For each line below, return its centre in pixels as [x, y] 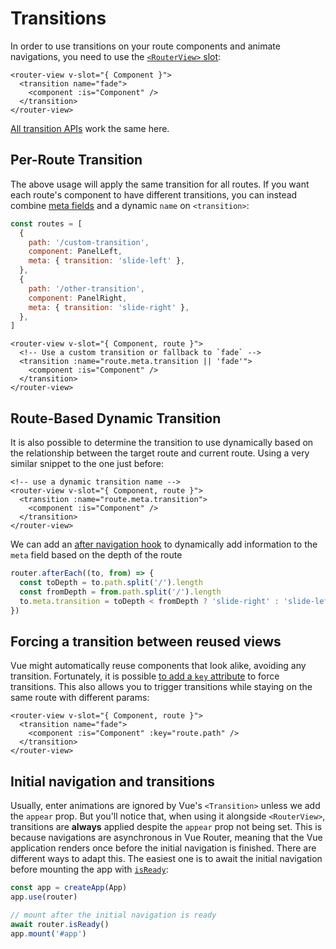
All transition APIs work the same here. [90, 128]
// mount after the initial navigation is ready [113, 915]
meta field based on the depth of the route [96, 555]
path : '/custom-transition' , [89, 242]
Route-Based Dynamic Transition [116, 418]
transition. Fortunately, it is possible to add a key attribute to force [145, 676]
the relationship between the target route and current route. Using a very [160, 453]
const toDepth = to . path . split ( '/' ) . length [111, 582]
